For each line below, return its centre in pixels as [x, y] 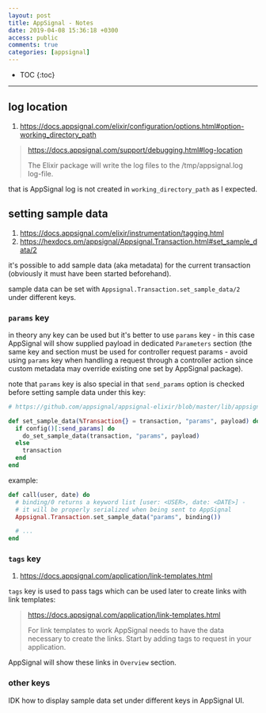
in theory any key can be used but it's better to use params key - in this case [131, 335]
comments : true [33, 45]
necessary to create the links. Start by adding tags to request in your [139, 639]
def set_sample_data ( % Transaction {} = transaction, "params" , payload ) [129, 421]
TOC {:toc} [37, 75]
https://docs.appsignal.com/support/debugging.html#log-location [135, 150]
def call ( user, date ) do [49, 495]
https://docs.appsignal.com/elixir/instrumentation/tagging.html [122, 233]
